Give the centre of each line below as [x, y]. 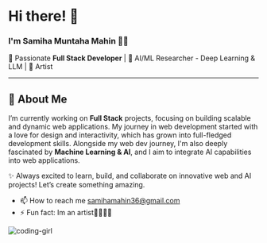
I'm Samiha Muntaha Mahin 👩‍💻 [68, 41]
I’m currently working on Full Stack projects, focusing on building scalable [130, 118]
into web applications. [44, 160]
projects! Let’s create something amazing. [77, 185]
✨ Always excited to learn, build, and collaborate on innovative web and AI [130, 176]
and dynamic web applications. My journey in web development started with [133, 127]
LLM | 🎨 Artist [31, 67]
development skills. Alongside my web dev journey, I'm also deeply [118, 144]
